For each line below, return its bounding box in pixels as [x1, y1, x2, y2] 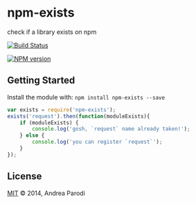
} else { [19, 132, 45, 139]
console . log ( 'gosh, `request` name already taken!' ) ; [32, 126, 190, 133]
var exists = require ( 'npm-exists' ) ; [7, 106, 116, 113]
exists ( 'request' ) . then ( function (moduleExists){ [7, 113, 150, 120]
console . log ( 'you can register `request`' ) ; [32, 138, 163, 146]
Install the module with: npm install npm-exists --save [7, 93, 165, 101]
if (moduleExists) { [19, 119, 79, 126]
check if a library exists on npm [7, 28, 97, 36]
